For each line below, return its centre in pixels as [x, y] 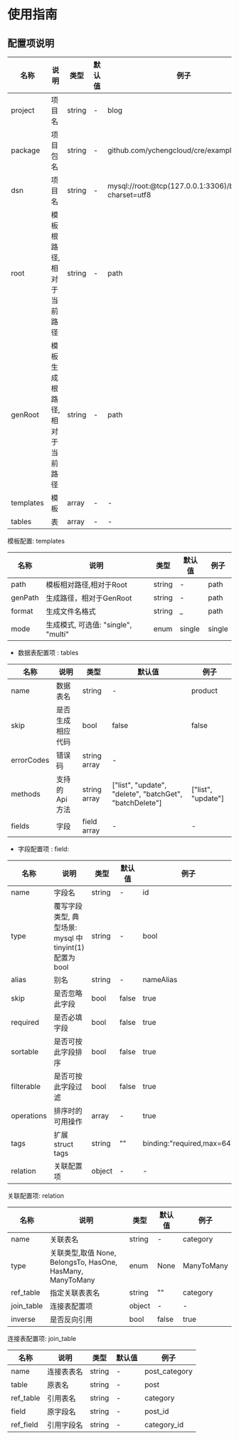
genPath [25, 598]
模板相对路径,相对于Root [87, 585]
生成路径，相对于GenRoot [89, 598]
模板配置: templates [36, 541]
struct [63, 1144]
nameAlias [160, 980]
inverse [23, 1319]
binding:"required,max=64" [188, 1143]
